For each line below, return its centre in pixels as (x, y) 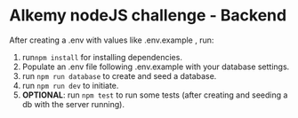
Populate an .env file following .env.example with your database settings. (156, 67)
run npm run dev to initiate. (70, 85)
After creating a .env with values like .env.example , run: (112, 40)
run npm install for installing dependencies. (102, 57)
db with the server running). (73, 104)
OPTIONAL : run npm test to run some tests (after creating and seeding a (155, 95)
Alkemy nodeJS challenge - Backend (148, 16)
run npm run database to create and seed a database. (119, 75)
